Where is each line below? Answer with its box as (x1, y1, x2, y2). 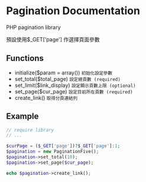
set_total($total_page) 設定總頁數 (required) (14, 75, 121, 82)
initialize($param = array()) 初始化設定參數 (14, 69, 112, 76)
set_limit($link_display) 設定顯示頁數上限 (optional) (14, 82, 136, 89)
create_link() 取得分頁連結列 (14, 94, 78, 101)
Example (6, 111, 39, 122)
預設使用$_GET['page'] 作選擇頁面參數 (6, 35, 100, 43)
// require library (6, 127, 54, 133)
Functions (6, 53, 44, 63)
